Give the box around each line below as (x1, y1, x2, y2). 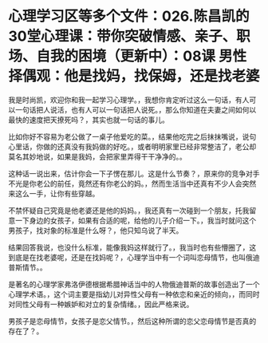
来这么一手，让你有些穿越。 (8, 188, 100, 198)
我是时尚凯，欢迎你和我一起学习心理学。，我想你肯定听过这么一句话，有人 (8, 95, 250, 104)
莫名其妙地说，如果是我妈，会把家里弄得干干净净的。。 (8, 152, 187, 161)
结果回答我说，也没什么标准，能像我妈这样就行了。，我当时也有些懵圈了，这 (8, 242, 257, 252)
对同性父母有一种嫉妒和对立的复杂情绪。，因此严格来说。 (8, 299, 194, 309)
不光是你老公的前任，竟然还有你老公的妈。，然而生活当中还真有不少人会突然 (8, 179, 257, 188)
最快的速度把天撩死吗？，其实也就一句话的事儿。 (8, 115, 169, 124)
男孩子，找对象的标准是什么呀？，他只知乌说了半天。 (8, 225, 183, 235)
